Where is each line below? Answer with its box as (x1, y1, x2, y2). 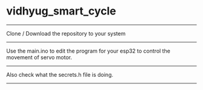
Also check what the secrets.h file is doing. (6, 71, 114, 78)
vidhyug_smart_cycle (6, 4, 117, 18)
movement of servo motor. (6, 53, 72, 61)
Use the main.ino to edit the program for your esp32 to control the (6, 47, 170, 54)
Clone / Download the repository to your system (6, 30, 126, 37)
